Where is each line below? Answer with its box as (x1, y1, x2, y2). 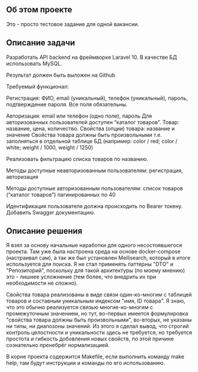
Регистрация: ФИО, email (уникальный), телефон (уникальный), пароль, (6, 94, 188, 102)
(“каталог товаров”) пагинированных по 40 (6, 191, 116, 198)
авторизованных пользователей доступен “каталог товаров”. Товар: (6, 118, 180, 125)
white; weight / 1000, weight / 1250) (6, 144, 94, 151)
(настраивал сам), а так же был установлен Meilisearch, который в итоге (6, 254, 191, 261)
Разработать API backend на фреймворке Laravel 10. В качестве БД (6, 53, 177, 61)
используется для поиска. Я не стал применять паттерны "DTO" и (6, 261, 174, 268)
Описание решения (6, 226, 83, 237)
